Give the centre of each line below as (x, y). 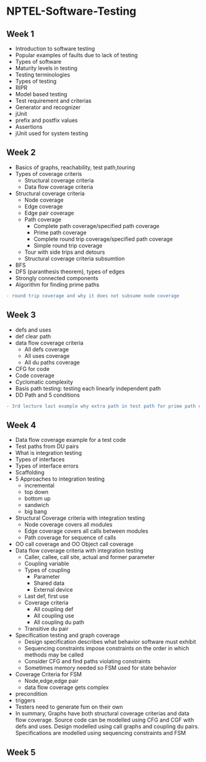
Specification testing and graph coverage (67, 635)
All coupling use (54, 616)
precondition (31, 694)
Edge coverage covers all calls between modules (86, 531)
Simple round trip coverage (68, 245)
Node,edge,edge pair (51, 681)
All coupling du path (59, 622)
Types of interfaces (40, 459)
